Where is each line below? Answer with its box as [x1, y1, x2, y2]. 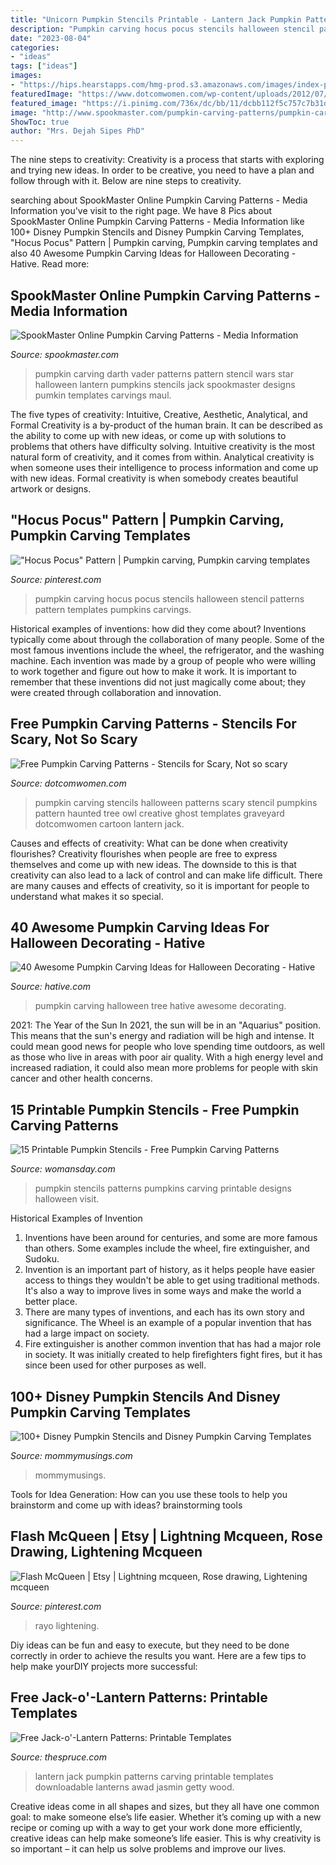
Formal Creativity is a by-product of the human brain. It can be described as [10, 419, 323, 431]
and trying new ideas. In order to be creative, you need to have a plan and [10, 164, 315, 176]
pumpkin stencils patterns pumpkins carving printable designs [34, 1182, 292, 1195]
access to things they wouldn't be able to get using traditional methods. [24, 1274, 320, 1286]
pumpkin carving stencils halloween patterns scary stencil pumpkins [34, 796, 318, 808]
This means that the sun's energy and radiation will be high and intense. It [10, 1030, 315, 1042]
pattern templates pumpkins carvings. [34, 603, 192, 615]
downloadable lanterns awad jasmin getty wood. [34, 1781, 235, 1793]
